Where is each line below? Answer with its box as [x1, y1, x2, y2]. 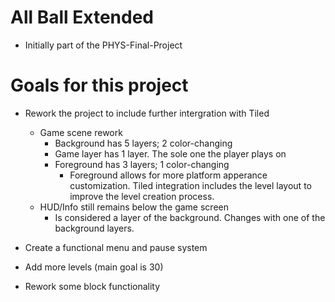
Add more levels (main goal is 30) [24, 261, 164, 273]
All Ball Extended [10, 6, 155, 29]
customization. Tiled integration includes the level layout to [69, 179, 312, 191]
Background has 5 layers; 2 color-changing [54, 137, 233, 149]
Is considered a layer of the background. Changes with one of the [54, 211, 326, 223]
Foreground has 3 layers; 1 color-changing [54, 158, 230, 170]
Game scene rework [39, 126, 123, 138]
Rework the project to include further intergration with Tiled [24, 107, 270, 119]
